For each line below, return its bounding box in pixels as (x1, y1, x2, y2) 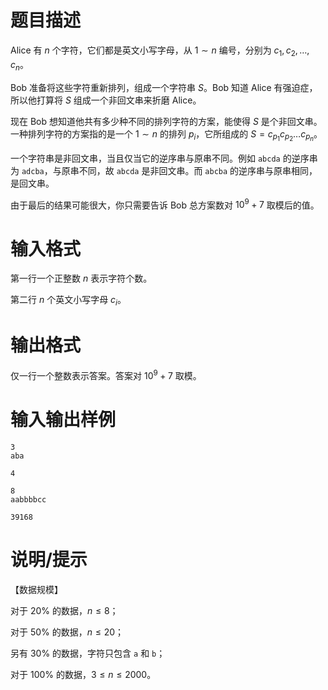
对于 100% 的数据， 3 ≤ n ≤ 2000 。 (10, 668, 157, 680)
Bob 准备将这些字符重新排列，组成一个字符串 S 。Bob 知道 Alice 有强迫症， (10, 81, 318, 93)
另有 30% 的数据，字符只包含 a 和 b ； (10, 647, 166, 659)
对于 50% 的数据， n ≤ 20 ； (10, 626, 125, 638)
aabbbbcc (10, 494, 47, 505)
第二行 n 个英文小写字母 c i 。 (10, 294, 127, 308)
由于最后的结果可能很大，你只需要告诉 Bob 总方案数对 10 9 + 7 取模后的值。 (10, 197, 320, 211)
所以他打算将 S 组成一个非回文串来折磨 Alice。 (10, 94, 202, 106)
